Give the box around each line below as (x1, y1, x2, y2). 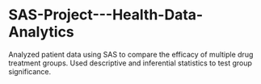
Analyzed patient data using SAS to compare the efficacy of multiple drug (8, 49, 254, 59)
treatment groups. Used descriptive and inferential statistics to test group (8, 58, 253, 68)
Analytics (8, 23, 74, 41)
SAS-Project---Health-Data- (8, 6, 204, 24)
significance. (8, 66, 52, 76)
